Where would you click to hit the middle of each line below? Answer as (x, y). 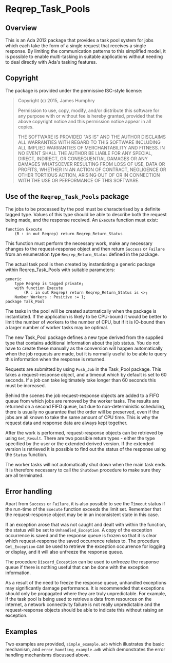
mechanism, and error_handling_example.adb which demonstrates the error (85, 650)
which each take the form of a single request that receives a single (76, 46)
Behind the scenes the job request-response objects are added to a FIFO (82, 395)
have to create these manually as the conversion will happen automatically (84, 348)
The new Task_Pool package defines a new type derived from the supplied (84, 337)
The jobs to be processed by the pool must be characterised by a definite (83, 209)
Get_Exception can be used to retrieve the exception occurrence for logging (85, 546)
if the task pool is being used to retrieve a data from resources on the (79, 599)
